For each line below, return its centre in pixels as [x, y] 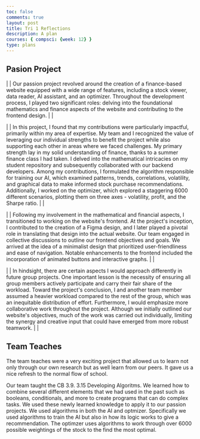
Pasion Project [34, 69]
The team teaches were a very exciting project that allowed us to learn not [98, 361]
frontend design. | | [30, 115]
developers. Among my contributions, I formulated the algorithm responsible [100, 171]
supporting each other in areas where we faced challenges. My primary [94, 146]
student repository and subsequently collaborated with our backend [90, 165]
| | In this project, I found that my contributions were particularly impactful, [98, 127]
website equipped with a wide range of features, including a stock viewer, [97, 90]
